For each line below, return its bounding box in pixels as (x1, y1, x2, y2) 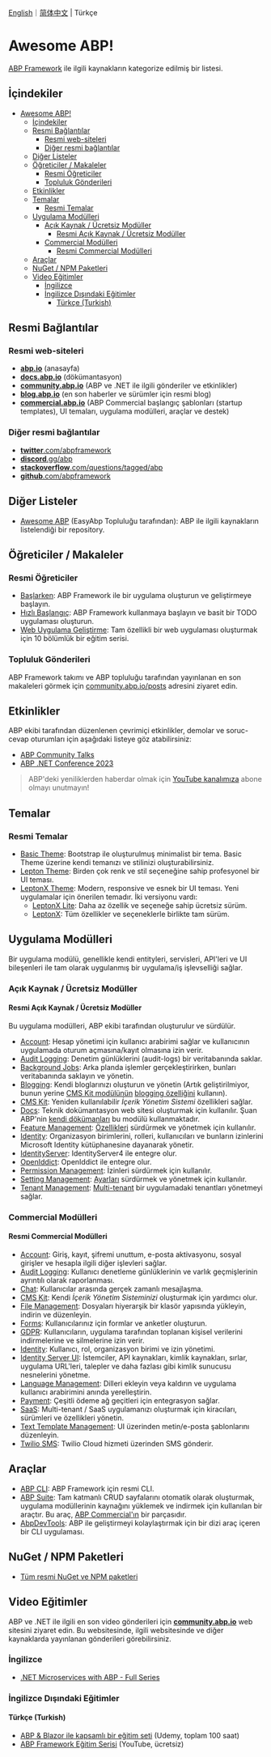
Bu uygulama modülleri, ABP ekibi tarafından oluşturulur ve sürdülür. (8, 1021, 236, 1030)
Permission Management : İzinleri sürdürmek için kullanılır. (19, 1165, 213, 1175)
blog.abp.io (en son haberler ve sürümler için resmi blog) (19, 389, 212, 399)
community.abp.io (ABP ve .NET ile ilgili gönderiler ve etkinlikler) (19, 380, 238, 391)
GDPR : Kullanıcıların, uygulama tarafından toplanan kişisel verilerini (19, 1327, 243, 1337)
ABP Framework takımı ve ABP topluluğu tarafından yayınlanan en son (8, 672, 241, 682)
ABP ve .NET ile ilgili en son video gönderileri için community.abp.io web (8, 1616, 253, 1626)
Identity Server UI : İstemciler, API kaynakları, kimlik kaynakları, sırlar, (19, 1353, 248, 1363)
